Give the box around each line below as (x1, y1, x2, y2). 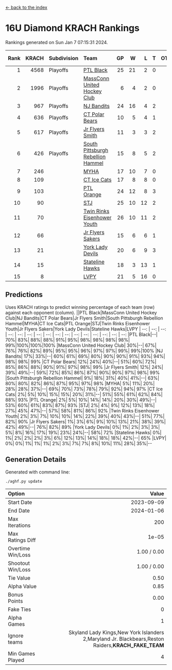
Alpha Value (8, 582, 37, 589)
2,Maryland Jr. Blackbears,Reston (82, 635, 164, 642)
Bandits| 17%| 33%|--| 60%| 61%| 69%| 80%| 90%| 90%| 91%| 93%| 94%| (5, 353, 165, 359)
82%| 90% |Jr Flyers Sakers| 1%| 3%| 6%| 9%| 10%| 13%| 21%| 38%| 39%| (5, 418, 166, 425)
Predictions (5, 290, 43, 299)
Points (8, 597, 23, 604)
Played (8, 656, 25, 663)
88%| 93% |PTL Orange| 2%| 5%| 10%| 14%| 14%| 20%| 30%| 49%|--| (5, 397, 157, 403)
